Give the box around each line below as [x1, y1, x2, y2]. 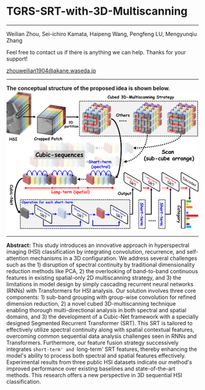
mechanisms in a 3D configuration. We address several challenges [29, 254, 198, 262]
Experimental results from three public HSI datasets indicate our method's [6, 358, 192, 366]
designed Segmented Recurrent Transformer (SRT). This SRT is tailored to [6, 319, 193, 326]
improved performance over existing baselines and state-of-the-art [6, 365, 176, 372]
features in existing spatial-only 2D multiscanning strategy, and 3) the [6, 274, 182, 281]
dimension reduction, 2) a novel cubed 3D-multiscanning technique [6, 300, 176, 307]
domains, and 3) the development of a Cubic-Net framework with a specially [6, 313, 199, 320]
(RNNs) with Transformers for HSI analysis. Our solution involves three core [6, 287, 196, 294]
